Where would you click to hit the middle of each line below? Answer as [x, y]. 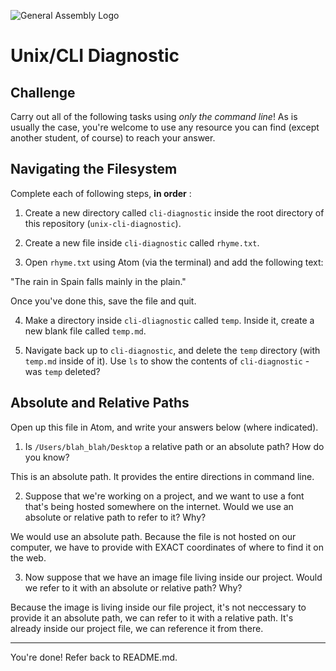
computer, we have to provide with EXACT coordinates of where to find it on [167, 547]
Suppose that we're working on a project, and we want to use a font [164, 496]
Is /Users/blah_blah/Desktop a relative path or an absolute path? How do [174, 446]
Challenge [43, 92]
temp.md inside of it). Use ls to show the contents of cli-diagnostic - [167, 361]
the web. [28, 557]
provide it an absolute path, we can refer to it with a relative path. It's [152, 617]
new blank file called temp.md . [85, 331]
